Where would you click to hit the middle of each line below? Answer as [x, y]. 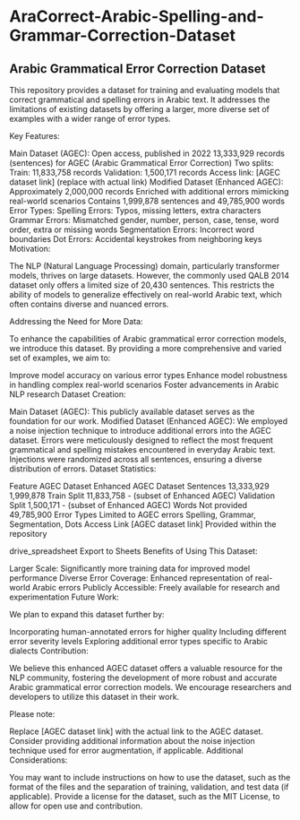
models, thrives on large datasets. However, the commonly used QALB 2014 [149, 276]
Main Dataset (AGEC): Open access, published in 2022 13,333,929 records [147, 153]
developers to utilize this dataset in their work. [94, 697]
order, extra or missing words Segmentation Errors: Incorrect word [132, 229]
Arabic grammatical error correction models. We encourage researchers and [150, 687]
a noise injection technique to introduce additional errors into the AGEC [140, 431]
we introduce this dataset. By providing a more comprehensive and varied [146, 348]
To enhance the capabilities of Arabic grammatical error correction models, [148, 339]
